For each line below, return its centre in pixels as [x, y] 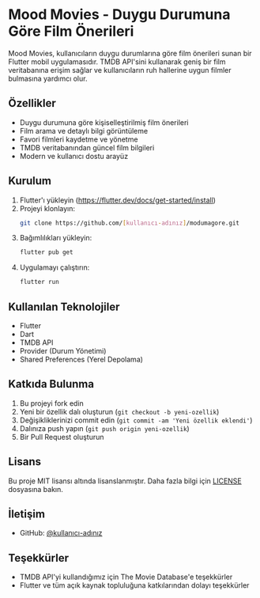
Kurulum [30, 181]
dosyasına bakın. [36, 489]
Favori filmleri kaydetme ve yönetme [79, 139]
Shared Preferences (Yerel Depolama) [81, 359]
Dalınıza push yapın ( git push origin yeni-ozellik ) [104, 428]
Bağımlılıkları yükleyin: [56, 238]
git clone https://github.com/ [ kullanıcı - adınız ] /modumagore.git [129, 223]
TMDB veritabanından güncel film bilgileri [87, 147]
